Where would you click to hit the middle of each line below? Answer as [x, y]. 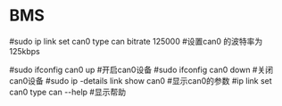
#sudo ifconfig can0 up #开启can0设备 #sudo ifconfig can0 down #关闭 [141, 69]
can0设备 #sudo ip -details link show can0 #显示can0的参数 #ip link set [141, 80]
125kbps [25, 51]
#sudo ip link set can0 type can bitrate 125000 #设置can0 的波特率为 [136, 41]
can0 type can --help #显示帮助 [68, 92]
